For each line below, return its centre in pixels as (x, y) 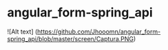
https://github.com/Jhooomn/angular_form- (99, 32)
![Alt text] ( (22, 32)
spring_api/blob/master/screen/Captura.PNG (71, 38)
